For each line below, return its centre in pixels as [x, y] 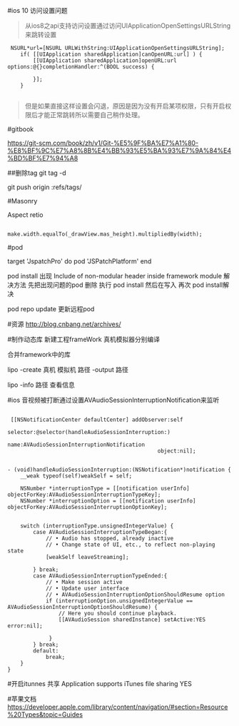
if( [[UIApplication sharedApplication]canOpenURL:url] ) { [111, 54]
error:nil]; [25, 626]
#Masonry [22, 201]
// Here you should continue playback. [117, 613]
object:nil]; [177, 451]
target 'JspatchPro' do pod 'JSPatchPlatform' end [80, 261]
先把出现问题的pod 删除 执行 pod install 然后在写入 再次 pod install [125, 285]
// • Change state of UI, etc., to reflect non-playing [130, 545]
